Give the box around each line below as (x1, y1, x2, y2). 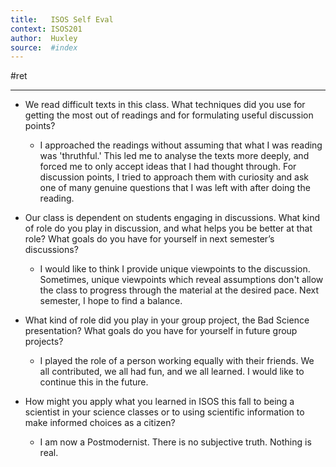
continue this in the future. (39, 376, 149, 388)
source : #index (10, 42, 78, 53)
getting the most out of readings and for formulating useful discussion (24, 109, 314, 121)
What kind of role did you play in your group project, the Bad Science (24, 314, 310, 326)
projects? (24, 336, 64, 348)
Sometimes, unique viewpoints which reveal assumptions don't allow (39, 274, 324, 286)
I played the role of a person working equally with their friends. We (39, 355, 315, 367)
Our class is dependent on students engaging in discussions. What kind (24, 212, 321, 224)
